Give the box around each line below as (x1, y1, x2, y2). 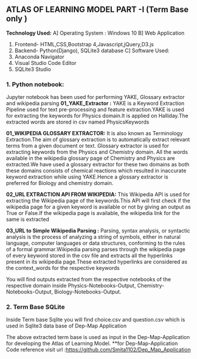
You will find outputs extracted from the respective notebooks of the (6, 276, 171, 283)
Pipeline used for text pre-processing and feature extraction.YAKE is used (6, 106, 185, 113)
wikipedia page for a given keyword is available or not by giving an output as (6, 203, 191, 210)
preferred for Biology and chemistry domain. (6, 180, 114, 187)
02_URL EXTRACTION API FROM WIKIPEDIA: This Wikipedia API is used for (6, 191, 191, 198)
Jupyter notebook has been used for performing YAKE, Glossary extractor (6, 94, 185, 101)
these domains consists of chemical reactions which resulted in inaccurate (6, 167, 186, 175)
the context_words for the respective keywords (6, 265, 120, 272)
